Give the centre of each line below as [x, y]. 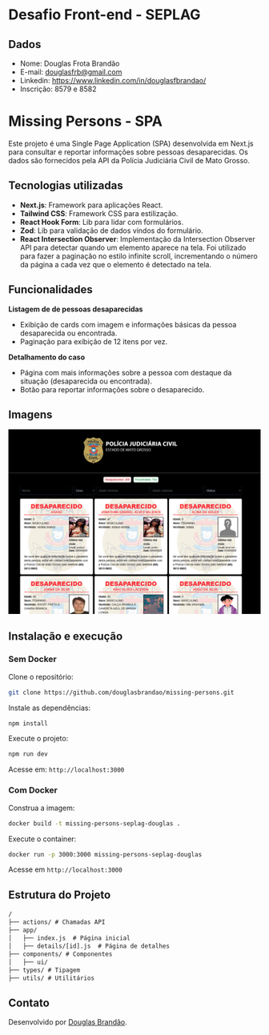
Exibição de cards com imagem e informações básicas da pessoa [128, 324]
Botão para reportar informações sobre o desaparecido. [112, 389]
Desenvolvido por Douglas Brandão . [68, 1022]
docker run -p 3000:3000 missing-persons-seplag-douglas [105, 854]
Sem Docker [33, 660]
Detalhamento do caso [47, 357]
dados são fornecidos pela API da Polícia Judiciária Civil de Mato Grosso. [129, 160]
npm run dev [28, 754]
